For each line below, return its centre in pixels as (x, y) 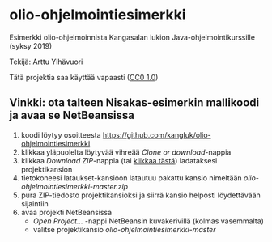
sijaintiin (35, 203)
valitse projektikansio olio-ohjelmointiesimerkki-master (124, 229)
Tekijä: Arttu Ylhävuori (46, 62)
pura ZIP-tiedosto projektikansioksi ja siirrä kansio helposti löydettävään (141, 195)
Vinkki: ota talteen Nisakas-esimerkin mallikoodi (134, 103)
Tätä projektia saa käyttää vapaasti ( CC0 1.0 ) (84, 77)
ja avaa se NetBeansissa (72, 115)
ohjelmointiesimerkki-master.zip (74, 186)
